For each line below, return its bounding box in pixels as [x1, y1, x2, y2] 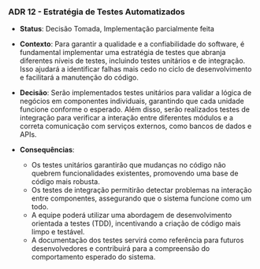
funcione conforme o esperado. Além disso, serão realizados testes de [19, 105, 251, 114]
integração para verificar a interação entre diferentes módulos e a [19, 113, 234, 123]
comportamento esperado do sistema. [31, 252, 156, 262]
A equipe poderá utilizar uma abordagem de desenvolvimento [31, 211, 232, 220]
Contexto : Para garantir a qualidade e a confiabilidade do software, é [19, 39, 245, 49]
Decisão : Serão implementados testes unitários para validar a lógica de [19, 88, 252, 98]
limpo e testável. [31, 227, 85, 237]
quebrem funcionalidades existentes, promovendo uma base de [31, 168, 239, 179]
